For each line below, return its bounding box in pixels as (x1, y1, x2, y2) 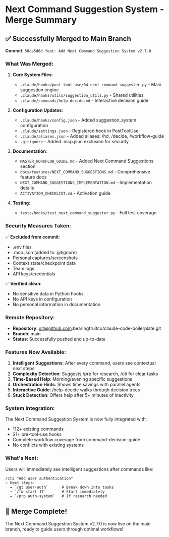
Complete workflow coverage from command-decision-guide (12, 437, 140, 443)
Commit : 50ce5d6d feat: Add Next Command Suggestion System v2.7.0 (5, 48, 151, 53)
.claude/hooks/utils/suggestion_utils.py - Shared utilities (20, 92, 144, 98)
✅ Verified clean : (5, 280, 42, 286)
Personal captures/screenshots (12, 255, 78, 261)
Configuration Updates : (12, 107, 63, 113)
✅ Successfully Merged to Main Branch (5, 34, 131, 43)
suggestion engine (20, 87, 59, 93)
